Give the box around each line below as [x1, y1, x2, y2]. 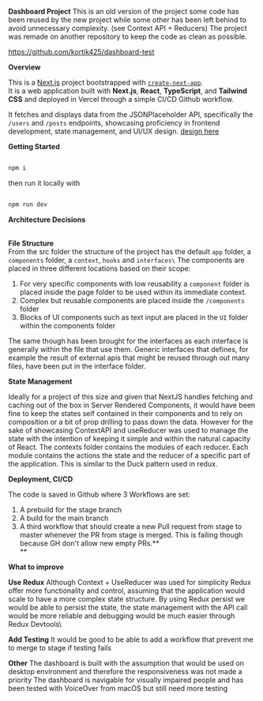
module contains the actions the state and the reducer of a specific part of [8, 450, 250, 460]
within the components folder [19, 321, 116, 330]
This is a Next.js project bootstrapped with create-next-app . [8, 78, 204, 87]
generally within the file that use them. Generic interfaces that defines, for [8, 344, 249, 354]
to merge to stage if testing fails [8, 643, 112, 652]
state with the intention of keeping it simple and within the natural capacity [8, 433, 251, 443]
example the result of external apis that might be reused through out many [8, 353, 250, 362]
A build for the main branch [19, 513, 109, 523]
